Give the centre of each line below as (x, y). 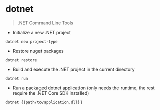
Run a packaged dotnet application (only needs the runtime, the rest (84, 88)
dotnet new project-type (31, 41)
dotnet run (17, 78)
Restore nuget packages (38, 51)
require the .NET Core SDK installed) (51, 93)
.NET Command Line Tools (45, 23)
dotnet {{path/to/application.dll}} (44, 102)
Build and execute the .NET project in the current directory (73, 69)
